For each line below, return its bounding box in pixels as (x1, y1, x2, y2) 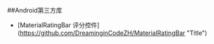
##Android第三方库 (7, 6, 63, 14)
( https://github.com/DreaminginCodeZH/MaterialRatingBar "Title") (17, 29, 208, 37)
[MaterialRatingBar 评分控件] (17, 21, 100, 29)
